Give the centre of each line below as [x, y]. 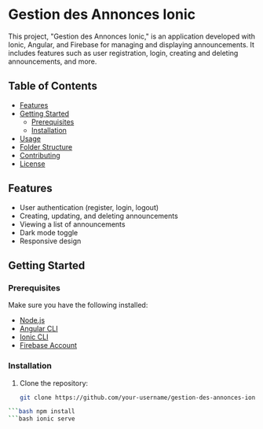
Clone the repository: [54, 383]
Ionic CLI [34, 337]
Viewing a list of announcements [72, 224]
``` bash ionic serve [42, 419]
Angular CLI [38, 329]
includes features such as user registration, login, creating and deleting [123, 53]
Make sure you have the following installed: [78, 305]
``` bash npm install [42, 412]
